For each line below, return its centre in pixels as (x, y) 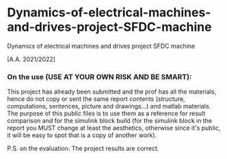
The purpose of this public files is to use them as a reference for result (106, 113)
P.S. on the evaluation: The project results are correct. (83, 149)
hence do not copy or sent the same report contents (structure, (96, 99)
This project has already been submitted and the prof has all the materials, (112, 92)
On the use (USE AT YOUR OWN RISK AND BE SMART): (99, 76)
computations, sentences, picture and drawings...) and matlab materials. (109, 106)
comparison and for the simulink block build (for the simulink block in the (110, 121)
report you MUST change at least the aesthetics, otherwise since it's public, (114, 128)
